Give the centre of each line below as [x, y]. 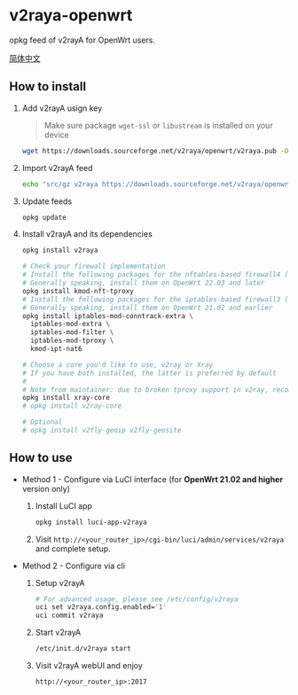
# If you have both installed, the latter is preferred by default [149, 373]
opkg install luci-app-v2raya [91, 522]
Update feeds [47, 201]
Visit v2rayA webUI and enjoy [89, 666]
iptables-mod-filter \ [72, 332]
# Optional [42, 422]
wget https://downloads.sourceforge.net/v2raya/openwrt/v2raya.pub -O [155, 151]
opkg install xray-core [66, 398]
